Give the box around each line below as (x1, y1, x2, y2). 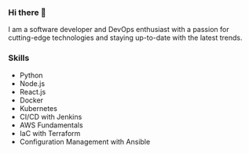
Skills (8, 52, 30, 63)
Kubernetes (19, 103, 57, 113)
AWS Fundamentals (19, 120, 84, 130)
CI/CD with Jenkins (19, 112, 82, 121)
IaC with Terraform (19, 128, 81, 138)
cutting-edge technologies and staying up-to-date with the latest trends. (8, 33, 243, 42)
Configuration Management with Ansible (19, 137, 151, 146)
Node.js (19, 78, 46, 88)
